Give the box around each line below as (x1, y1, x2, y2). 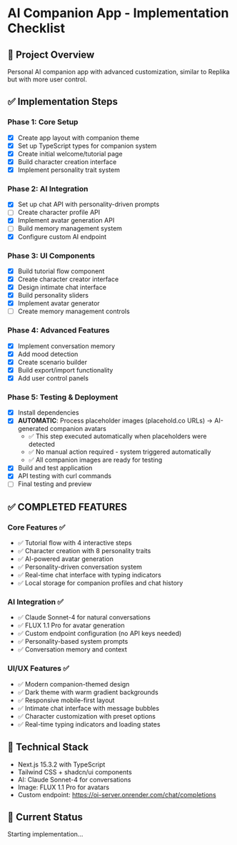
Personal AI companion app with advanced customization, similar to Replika (7, 68, 230, 76)
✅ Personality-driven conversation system (17, 562, 143, 572)
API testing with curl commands (17, 472, 112, 480)
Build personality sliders (17, 291, 89, 300)
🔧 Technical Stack (7, 741, 89, 754)
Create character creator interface (17, 275, 119, 283)
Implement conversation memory (17, 341, 116, 350)
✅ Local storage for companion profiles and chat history (17, 579, 183, 587)
